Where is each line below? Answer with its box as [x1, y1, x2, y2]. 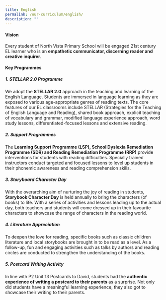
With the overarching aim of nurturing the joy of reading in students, [5, 189, 145, 195]
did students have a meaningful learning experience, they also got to [5, 284, 146, 290]
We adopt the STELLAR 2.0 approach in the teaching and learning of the [5, 89, 154, 95]
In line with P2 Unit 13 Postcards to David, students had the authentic [5, 274, 148, 280]
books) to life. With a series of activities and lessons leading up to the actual [5, 199, 162, 206]
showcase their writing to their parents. [5, 290, 85, 296]
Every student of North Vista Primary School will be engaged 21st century [5, 43, 156, 49]
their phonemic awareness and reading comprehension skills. [5, 165, 131, 171]
